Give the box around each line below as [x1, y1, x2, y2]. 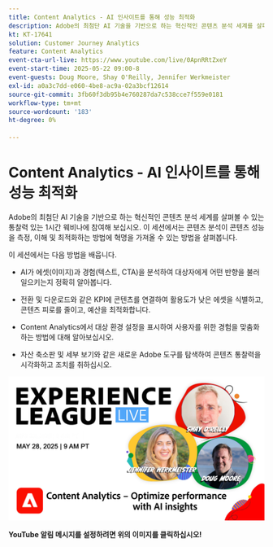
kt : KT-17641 [8, 30, 53, 38]
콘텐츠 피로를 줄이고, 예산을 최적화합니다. [19, 304, 151, 314]
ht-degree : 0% [8, 116, 57, 125]
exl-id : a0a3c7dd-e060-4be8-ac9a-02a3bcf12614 [8, 81, 169, 90]
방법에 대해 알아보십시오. [35, 332, 115, 342]
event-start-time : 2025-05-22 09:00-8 [8, 65, 140, 73]
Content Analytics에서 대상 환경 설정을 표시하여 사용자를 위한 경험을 [19, 322, 238, 331]
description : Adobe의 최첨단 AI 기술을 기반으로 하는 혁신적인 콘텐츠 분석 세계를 [8, 21, 253, 30]
